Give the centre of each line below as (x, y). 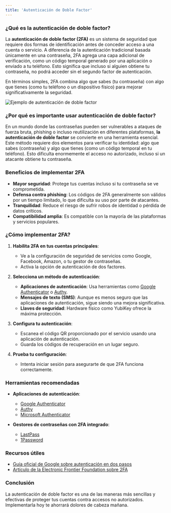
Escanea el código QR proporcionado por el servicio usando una (88, 333)
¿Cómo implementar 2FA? (38, 235)
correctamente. (36, 369)
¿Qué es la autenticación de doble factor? (58, 28)
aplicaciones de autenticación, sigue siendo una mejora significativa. (93, 302)
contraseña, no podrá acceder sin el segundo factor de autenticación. (79, 72)
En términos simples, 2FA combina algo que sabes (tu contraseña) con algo (85, 81)
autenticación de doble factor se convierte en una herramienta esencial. (82, 137)
